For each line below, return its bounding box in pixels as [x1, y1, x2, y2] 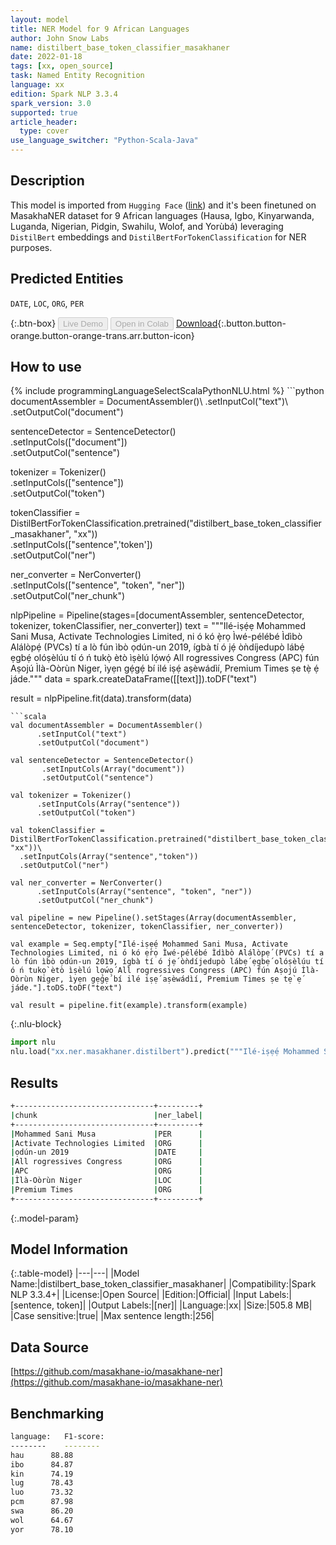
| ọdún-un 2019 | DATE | [10, 1147, 203, 1158]
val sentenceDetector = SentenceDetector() [10, 756, 195, 766]
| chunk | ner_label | [10, 1110, 203, 1120]
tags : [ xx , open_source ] [10, 61, 114, 71]
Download [175, 317, 218, 329]
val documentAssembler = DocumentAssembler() [10, 721, 203, 731]
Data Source [10, 1339, 89, 1356]
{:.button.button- [217, 317, 287, 329]
